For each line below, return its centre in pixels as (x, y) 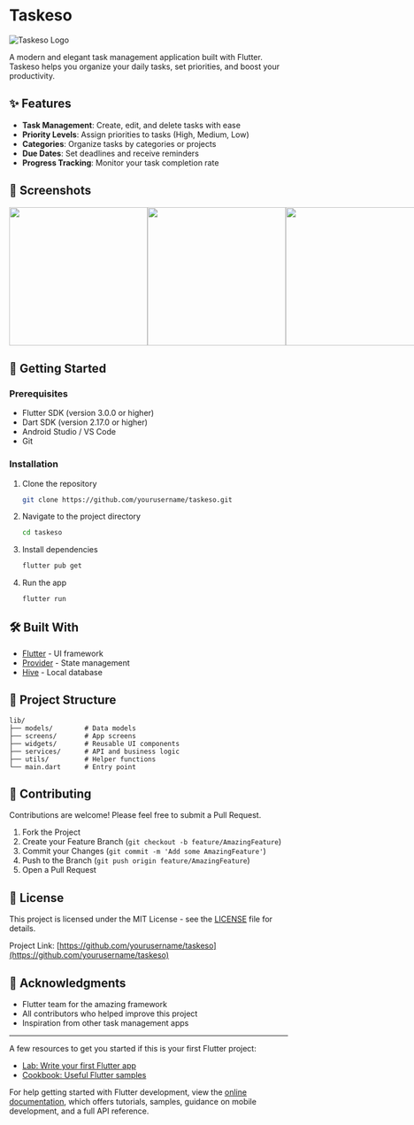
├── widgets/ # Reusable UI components (94, 744)
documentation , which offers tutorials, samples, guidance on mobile (133, 1102)
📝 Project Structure (63, 700)
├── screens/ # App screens (73, 736)
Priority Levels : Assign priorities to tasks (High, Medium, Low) (135, 135)
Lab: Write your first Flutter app (79, 1066)
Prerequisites (38, 393)
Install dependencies (60, 550)
